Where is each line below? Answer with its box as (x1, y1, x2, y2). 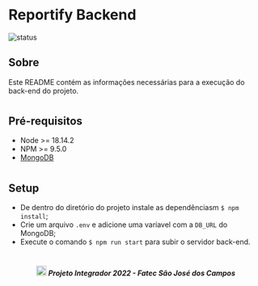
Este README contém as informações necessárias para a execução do (8, 77, 245, 86)
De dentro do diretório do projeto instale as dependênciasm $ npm (19, 202, 239, 212)
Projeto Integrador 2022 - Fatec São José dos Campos (48, 268, 236, 278)
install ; (19, 211, 49, 221)
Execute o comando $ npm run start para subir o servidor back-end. (19, 237, 251, 246)
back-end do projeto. (8, 86, 79, 95)
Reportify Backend (8, 6, 137, 24)
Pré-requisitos (8, 114, 83, 128)
